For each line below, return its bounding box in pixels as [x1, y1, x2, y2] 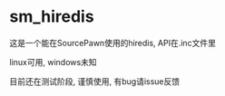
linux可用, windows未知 [9, 56, 97, 67]
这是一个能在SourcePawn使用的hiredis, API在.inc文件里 [9, 37, 216, 48]
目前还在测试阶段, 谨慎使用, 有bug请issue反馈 [9, 75, 180, 87]
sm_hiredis [9, 6, 94, 27]
